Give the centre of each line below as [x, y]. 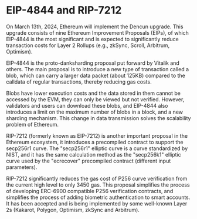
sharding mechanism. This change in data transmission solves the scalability [98, 118]
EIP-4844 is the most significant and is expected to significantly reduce [92, 39]
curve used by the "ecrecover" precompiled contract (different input [89, 161]
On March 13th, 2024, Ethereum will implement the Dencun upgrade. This [95, 26]
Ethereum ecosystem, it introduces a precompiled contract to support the [95, 142]
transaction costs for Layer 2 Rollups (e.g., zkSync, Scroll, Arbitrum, [88, 45]
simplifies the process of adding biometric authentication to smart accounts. [98, 197]
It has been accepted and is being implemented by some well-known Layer [97, 203]
